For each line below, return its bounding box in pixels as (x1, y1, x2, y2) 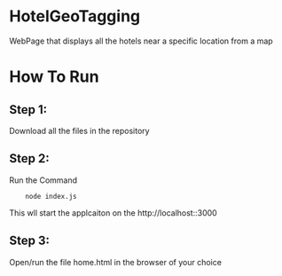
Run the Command (9, 175, 78, 185)
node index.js (25, 192, 77, 201)
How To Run (9, 67, 99, 87)
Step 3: (9, 233, 51, 248)
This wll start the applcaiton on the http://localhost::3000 (9, 207, 217, 218)
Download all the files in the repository (9, 125, 150, 136)
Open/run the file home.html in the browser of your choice (9, 256, 222, 267)
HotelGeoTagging (9, 6, 141, 27)
